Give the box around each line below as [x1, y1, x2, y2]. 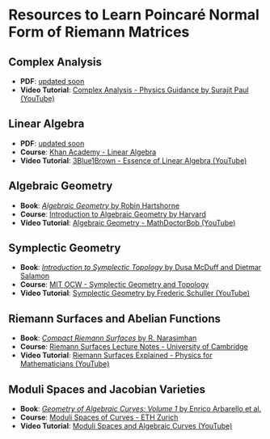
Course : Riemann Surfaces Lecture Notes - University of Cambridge [19, 342, 248, 352]
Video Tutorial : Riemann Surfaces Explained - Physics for [19, 350, 213, 361]
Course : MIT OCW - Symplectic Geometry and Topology [19, 280, 209, 289]
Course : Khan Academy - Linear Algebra [19, 147, 157, 157]
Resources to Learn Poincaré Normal [8, 6, 260, 24]
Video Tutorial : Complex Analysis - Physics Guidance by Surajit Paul [19, 85, 249, 95]
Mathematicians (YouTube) [19, 359, 110, 369]
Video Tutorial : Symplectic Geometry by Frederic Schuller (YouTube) [19, 289, 251, 298]
